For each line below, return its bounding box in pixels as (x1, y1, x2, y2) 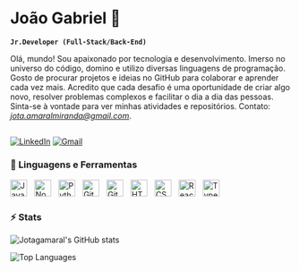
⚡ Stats (10, 210, 42, 223)
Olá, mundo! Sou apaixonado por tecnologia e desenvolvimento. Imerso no (10, 53, 286, 64)
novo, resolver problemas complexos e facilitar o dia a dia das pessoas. (10, 91, 274, 102)
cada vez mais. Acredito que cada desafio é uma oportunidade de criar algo (10, 81, 290, 92)
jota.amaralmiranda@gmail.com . (10, 110, 132, 121)
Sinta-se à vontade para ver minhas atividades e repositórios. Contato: (10, 100, 271, 111)
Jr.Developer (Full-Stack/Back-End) (10, 38, 147, 47)
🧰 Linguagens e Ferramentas (10, 158, 138, 171)
